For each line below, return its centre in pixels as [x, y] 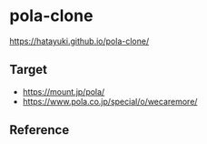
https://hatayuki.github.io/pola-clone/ [79, 41]
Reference [39, 130]
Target [29, 70]
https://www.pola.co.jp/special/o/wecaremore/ [110, 101]
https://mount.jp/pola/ [64, 91]
